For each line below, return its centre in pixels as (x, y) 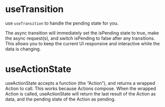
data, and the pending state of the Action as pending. (60, 99)
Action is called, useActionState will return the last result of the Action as (80, 93)
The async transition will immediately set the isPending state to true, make (82, 33)
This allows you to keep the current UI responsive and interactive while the (82, 43)
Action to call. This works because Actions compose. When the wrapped (81, 88)
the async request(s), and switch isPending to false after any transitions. (80, 38)
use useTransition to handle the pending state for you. (62, 23)
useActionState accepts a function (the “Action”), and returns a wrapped (80, 83)
